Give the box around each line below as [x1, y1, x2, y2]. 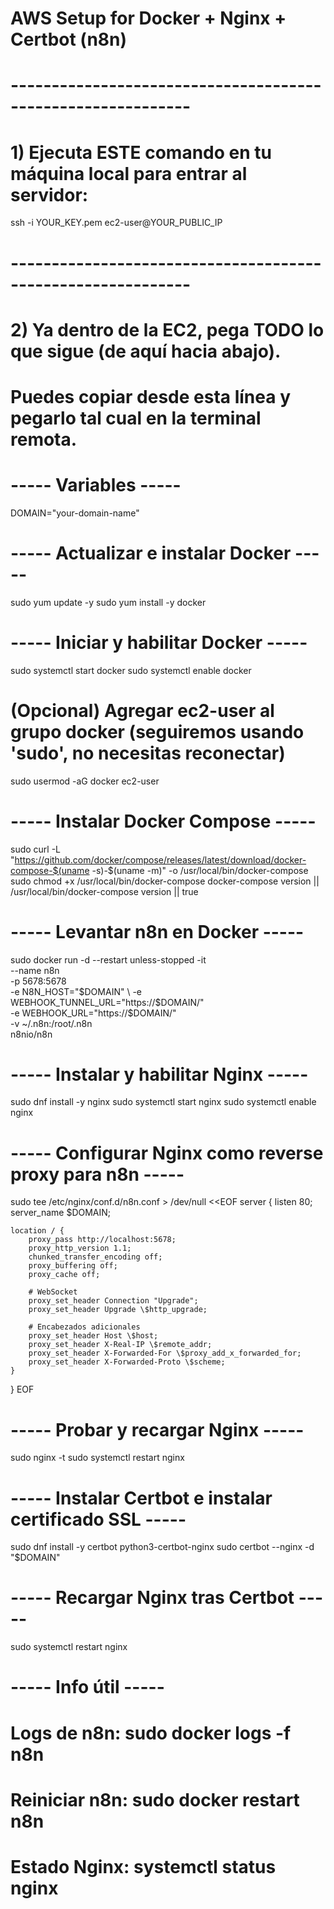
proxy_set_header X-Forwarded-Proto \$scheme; [28, 1357, 226, 1367]
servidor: [10, 183, 89, 206]
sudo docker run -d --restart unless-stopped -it [10, 953, 207, 966]
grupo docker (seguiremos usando [10, 720, 305, 743]
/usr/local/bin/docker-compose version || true [10, 885, 199, 897]
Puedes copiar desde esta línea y [10, 385, 291, 408]
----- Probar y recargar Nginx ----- [10, 1418, 305, 1441]
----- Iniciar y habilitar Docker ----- [10, 631, 308, 654]
